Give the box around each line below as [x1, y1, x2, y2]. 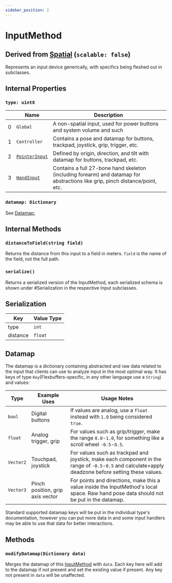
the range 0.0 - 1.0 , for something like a [70, 434, 164, 441]
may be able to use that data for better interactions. [5, 520, 114, 526]
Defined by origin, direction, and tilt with [53, 150, 149, 157]
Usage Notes [101, 395, 134, 402]
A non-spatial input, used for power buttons [53, 120, 159, 128]
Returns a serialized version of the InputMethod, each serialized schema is [5, 279, 163, 286]
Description [94, 112, 123, 119]
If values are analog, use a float [70, 407, 148, 414]
